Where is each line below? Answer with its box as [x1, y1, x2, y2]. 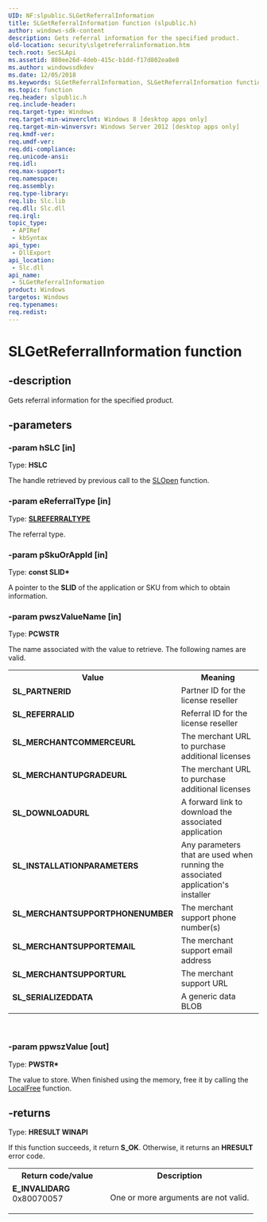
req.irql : [8, 212, 41, 220]
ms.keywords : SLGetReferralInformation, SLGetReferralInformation [8, 78, 233, 86]
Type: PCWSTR [8, 629, 60, 639]
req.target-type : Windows [8, 108, 94, 116]
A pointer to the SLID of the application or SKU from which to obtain [8, 583, 230, 592]
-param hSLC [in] [8, 442, 75, 453]
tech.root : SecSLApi [8, 49, 77, 57]
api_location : [8, 256, 56, 264]
